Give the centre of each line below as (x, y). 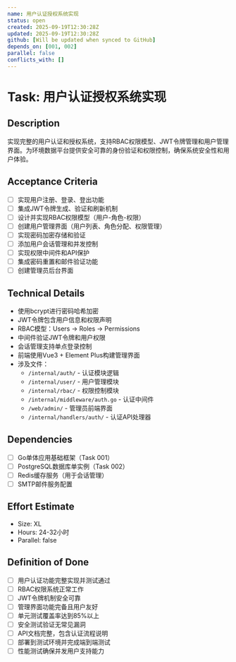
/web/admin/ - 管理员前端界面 (70, 408)
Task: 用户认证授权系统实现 (87, 97)
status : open (26, 20)
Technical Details (46, 293)
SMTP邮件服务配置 (45, 484)
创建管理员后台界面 (45, 271)
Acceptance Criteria (52, 182)
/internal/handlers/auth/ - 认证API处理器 (89, 417)
